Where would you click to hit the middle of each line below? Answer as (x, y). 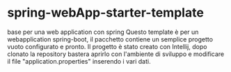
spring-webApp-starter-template (105, 13)
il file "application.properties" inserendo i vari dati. (79, 61)
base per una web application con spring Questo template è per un (103, 32)
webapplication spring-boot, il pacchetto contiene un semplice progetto (110, 39)
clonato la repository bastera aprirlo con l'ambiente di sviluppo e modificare (116, 54)
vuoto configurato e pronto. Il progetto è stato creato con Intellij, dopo (107, 46)
